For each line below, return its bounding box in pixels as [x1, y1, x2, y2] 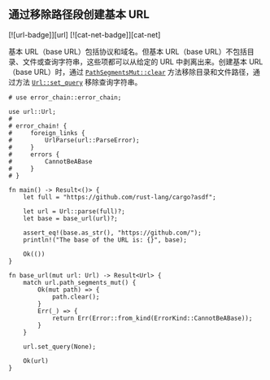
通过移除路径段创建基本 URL [8, 7, 150, 22]
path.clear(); [51, 292, 100, 301]
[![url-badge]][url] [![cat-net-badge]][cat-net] [8, 29, 161, 39]
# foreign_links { [8, 129, 85, 137]
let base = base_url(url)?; [23, 214, 118, 222]
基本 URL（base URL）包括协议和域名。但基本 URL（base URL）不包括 [8, 46, 248, 56]
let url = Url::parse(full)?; [23, 207, 126, 216]
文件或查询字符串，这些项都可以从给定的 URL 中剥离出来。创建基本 [22, 56, 248, 67]
